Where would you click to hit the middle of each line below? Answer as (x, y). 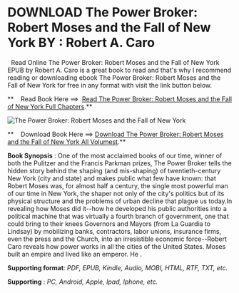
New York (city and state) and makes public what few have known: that (112, 178)
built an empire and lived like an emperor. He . (75, 254)
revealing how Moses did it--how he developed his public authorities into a (117, 208)
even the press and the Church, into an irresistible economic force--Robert (117, 239)
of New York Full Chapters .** (50, 106)
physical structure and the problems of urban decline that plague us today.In (120, 201)
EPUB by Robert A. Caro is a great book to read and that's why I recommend (119, 70)
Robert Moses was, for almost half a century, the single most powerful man (118, 185)
